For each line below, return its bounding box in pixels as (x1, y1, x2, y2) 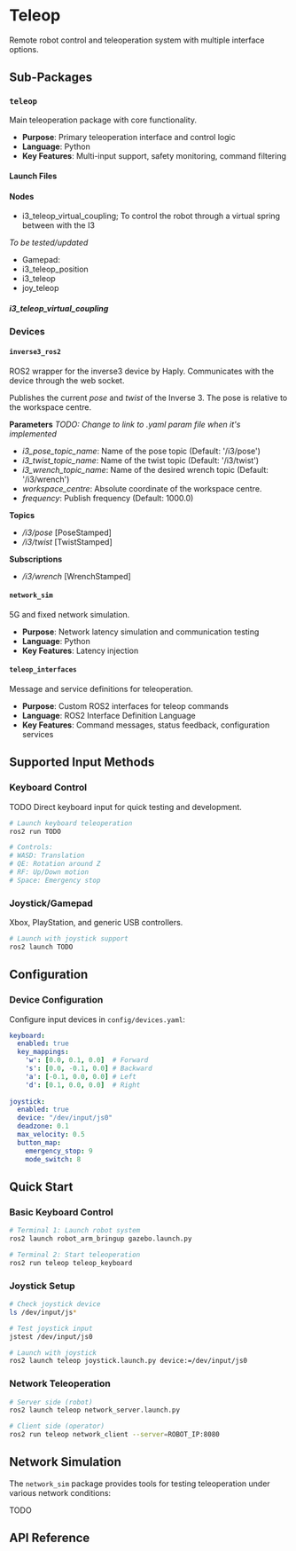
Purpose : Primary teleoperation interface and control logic (21, 131, 237, 142)
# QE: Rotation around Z (9, 860, 101, 869)
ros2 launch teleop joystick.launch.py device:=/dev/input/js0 (9, 1357, 248, 1366)
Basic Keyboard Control (9, 1206, 113, 1218)
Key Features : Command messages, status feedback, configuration (21, 720, 270, 730)
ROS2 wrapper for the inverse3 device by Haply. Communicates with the (9, 366, 275, 376)
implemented (9, 428, 58, 439)
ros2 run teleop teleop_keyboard (9, 1258, 133, 1267)
